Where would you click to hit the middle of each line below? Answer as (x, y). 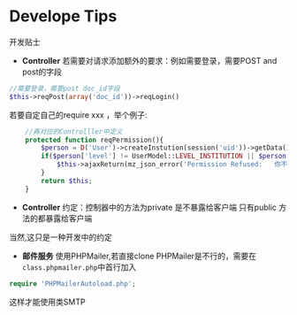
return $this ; (67, 181)
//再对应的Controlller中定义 (74, 131)
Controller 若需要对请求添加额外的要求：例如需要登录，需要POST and (149, 60)
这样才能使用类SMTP (47, 302)
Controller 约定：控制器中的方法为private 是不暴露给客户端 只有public (149, 207)
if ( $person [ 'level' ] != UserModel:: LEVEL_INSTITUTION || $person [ (166, 157)
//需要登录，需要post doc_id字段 (65, 88)
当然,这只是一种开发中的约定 (61, 237)
